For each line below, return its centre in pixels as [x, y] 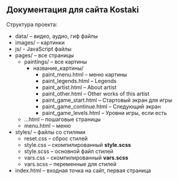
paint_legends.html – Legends [79, 81]
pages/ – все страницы [44, 55]
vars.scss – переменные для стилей [70, 164]
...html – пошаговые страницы [62, 119]
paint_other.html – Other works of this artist [96, 93]
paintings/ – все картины [56, 61]
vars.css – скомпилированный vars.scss [76, 157]
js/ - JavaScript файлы [43, 49]
